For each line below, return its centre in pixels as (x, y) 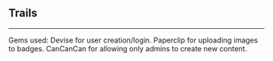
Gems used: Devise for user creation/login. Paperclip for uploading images (133, 40)
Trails (23, 13)
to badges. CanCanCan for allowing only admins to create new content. (128, 48)
